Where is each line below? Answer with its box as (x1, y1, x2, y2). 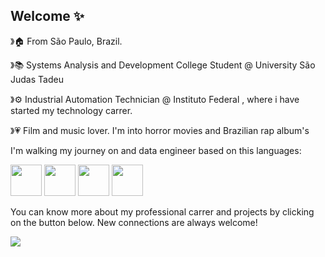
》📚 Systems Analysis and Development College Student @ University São (10, 59, 316, 71)
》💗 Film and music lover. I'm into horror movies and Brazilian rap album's (10, 124, 310, 136)
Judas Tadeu (10, 73, 64, 85)
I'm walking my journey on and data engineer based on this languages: (10, 144, 302, 156)
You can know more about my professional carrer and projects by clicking (10, 205, 315, 218)
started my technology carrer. (10, 104, 133, 116)
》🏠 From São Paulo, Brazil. (10, 35, 123, 47)
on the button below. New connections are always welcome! (10, 216, 258, 228)
